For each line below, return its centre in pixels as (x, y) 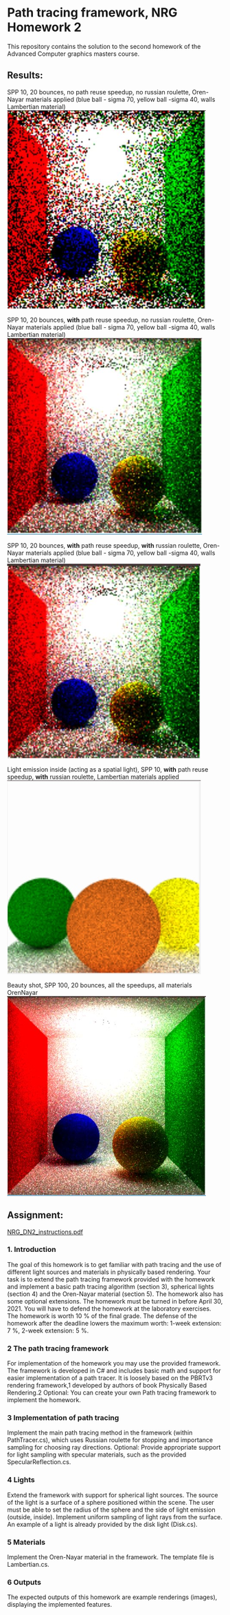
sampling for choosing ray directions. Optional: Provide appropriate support (114, 1448)
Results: (25, 75)
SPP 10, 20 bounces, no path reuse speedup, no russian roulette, (99, 92)
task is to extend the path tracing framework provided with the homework (111, 1279)
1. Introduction (32, 1250)
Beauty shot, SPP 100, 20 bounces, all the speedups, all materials (100, 985)
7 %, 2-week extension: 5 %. (48, 1330)
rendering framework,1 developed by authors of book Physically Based (107, 1386)
